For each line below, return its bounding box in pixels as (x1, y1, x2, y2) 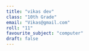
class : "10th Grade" (6, 14, 58, 20)
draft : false (6, 36, 39, 42)
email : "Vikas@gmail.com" (6, 19, 70, 25)
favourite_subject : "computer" (6, 30, 84, 36)
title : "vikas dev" (6, 8, 55, 15)
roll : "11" (6, 25, 33, 31)
